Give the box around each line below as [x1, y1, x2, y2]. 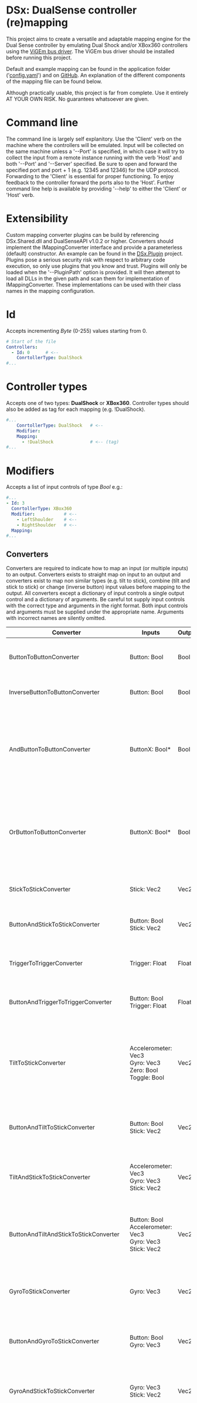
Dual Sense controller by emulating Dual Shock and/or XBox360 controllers [6, 42, 188, 49]
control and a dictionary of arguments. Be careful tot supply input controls [6, 596, 185, 603]
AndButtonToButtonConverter [9, 745, 91, 754]
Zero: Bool [130, 1066, 158, 1074]
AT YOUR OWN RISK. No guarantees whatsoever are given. [6, 95, 150, 103]
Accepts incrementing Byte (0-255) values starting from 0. [6, 327, 148, 334]
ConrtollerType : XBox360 [11, 506, 72, 512]
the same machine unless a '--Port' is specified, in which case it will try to [6, 148, 185, 155]
